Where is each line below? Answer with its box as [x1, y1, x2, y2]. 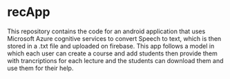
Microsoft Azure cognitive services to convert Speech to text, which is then [7, 34, 222, 42]
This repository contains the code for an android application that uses [7, 27, 206, 35]
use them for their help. [7, 64, 74, 72]
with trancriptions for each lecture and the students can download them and [7, 56, 224, 64]
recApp [7, 4, 50, 20]
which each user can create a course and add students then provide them [7, 49, 218, 58]
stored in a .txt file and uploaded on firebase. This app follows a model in [7, 42, 215, 50]
